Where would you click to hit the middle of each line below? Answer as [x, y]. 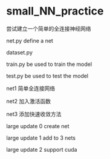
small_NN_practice [55, 11]
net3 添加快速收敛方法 [34, 114]
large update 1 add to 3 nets [41, 138]
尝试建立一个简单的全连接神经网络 [49, 28]
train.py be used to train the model [49, 64]
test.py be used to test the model [47, 76]
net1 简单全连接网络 [31, 88]
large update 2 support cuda [42, 149]
